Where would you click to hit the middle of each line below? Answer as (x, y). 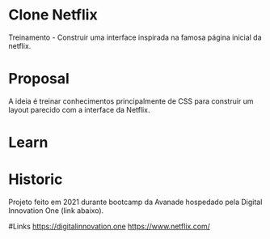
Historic (36, 179)
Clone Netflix (53, 15)
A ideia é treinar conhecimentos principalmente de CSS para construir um (131, 101)
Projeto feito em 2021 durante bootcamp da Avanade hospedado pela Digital (135, 202)
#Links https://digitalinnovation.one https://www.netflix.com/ (109, 226)
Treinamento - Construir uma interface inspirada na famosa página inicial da (135, 37)
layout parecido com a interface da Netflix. (79, 109)
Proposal (39, 79)
